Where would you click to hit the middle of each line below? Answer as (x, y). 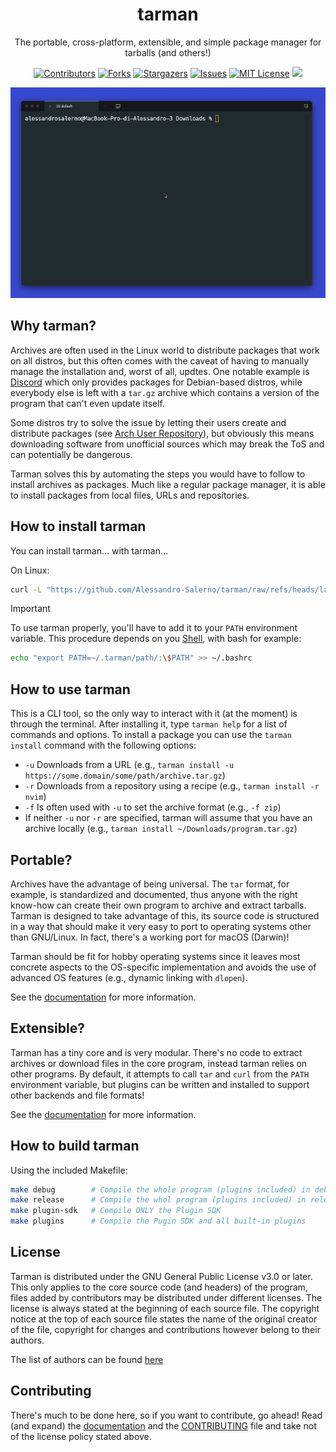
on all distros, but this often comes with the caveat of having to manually (160, 360)
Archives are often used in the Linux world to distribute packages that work (165, 350)
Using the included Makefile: (69, 1170)
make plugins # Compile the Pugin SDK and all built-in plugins (158, 1221)
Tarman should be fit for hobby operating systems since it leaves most (155, 956)
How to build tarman (75, 1146)
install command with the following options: (103, 745)
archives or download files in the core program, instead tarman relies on (159, 1063)
